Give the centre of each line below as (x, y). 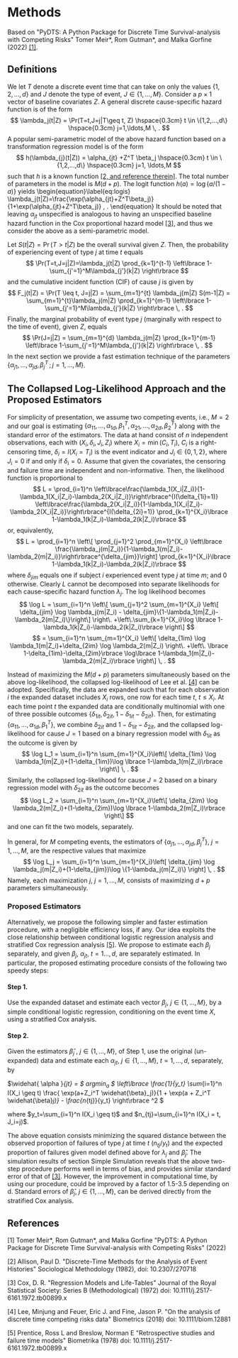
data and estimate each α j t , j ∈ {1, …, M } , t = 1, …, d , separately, (132, 1062)
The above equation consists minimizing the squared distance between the (117, 1135)
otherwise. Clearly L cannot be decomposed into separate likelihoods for (113, 584)
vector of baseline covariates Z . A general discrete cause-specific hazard (114, 102)
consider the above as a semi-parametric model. (78, 231)
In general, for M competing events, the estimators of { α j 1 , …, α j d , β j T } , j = (113, 842)
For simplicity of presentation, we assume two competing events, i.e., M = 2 (118, 417)
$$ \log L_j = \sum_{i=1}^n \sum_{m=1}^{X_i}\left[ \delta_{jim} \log (119, 862)
